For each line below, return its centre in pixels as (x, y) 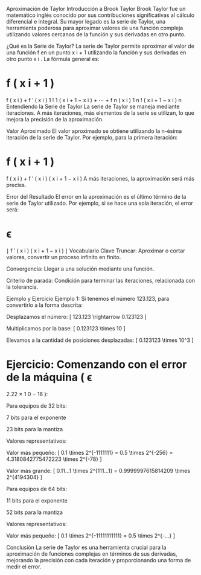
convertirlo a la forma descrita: (45, 305)
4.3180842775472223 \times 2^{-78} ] (54, 459)
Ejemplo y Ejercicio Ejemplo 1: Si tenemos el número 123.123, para (88, 298)
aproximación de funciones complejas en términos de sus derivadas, (92, 554)
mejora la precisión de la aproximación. (55, 119)
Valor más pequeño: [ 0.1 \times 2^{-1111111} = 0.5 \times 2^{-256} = (90, 452)
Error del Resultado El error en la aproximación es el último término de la (96, 196)
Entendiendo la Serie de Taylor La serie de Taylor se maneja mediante (93, 106)
